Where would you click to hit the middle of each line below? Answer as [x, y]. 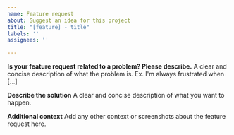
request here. [27, 124]
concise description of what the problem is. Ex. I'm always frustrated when [116, 74]
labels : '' [23, 34]
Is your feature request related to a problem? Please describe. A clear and [117, 66]
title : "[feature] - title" [49, 27]
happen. [19, 102]
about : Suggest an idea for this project [69, 20]
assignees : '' [28, 40]
